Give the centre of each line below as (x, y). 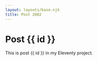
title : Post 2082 (23, 14)
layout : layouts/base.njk (32, 10)
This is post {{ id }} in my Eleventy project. (49, 53)
